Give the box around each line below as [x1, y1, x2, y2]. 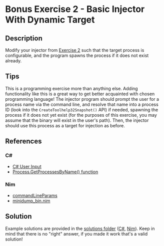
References [5, 137, 42, 146]
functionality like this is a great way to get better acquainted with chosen [5, 91, 155, 97]
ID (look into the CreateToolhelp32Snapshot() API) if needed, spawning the [5, 106, 158, 113]
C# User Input [12, 163, 41, 169]
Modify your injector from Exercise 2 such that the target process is [5, 47, 144, 53]
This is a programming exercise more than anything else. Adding [5, 85, 138, 91]
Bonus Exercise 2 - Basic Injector [5, 3, 145, 15]
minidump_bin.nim [12, 198, 50, 204]
